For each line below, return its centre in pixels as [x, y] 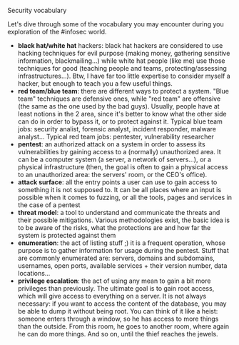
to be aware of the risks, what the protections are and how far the [114, 227]
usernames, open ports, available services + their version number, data [122, 266]
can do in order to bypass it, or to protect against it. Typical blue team [120, 121]
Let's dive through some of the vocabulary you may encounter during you [116, 24]
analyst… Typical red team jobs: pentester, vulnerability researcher [116, 136]
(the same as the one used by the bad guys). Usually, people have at [118, 106]
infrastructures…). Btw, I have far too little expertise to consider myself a [124, 76]
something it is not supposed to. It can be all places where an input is [119, 190]
